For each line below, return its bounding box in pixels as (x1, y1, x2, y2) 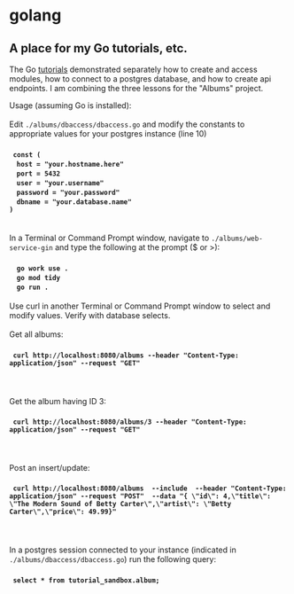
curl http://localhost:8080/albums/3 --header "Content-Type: (12, 418, 248, 426)
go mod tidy (16, 273, 61, 282)
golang (9, 5, 62, 26)
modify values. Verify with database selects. (9, 310, 171, 321)
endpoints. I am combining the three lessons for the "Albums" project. (9, 83, 264, 93)
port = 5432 (16, 169, 61, 178)
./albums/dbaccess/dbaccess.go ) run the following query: (9, 554, 217, 565)
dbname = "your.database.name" (16, 197, 132, 207)
